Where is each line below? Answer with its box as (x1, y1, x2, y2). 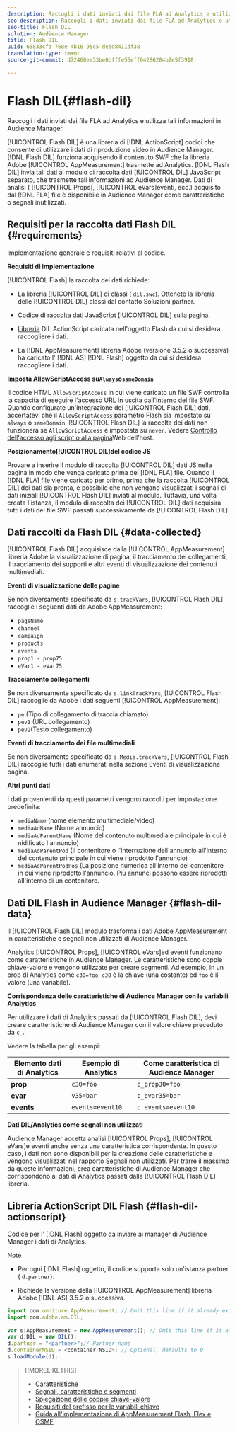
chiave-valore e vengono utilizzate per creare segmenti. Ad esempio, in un (7, 963, 224, 972)
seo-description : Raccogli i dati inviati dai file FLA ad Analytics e (7, 17, 222, 24)
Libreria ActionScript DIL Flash (7, 1200, 145, 1212)
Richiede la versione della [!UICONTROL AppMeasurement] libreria (17, 1285, 212, 1294)
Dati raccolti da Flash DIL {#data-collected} (7, 526, 202, 538)
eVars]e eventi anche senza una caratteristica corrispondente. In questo (7, 1142, 217, 1150)
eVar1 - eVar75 (17, 663, 63, 670)
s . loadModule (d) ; (7, 1353, 59, 1361)
